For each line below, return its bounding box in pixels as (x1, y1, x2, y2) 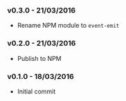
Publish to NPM (17, 54, 62, 62)
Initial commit (17, 87, 56, 95)
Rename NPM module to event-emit (17, 21, 120, 30)
